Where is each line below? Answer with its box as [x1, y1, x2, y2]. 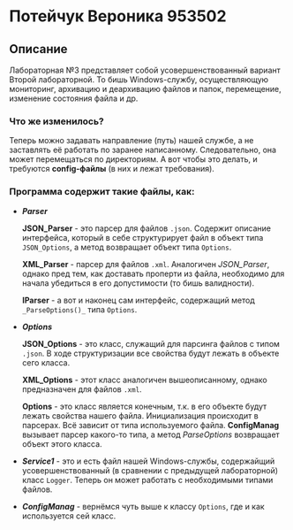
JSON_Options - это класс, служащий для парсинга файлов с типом [21, 338, 281, 349]
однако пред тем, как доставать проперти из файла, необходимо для [21, 268, 285, 279]
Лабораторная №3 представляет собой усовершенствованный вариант [9, 65, 281, 75]
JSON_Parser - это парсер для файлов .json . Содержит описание [21, 223, 272, 234]
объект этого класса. [21, 438, 103, 449]
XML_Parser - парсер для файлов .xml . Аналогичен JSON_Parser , [21, 258, 270, 269]
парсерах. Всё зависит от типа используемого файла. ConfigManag [21, 419, 280, 430]
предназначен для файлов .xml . [21, 383, 143, 395]
